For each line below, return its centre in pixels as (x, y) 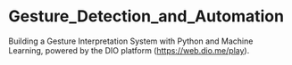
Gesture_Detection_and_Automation (146, 16)
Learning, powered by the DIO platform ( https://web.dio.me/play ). (129, 50)
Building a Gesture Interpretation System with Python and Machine (131, 41)
